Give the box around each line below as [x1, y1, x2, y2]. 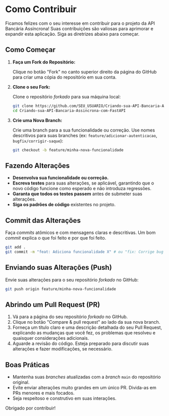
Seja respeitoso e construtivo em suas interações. [12, 395, 117, 401]
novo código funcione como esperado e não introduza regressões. [12, 186, 151, 192]
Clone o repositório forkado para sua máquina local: [12, 93, 121, 99]
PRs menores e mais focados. [12, 390, 75, 396]
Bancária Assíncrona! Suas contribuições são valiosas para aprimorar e [5, 25, 154, 31]
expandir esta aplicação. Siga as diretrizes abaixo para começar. [5, 31, 140, 37]
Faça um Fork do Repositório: [12, 59, 76, 65]
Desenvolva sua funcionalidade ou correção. [12, 175, 109, 181]
